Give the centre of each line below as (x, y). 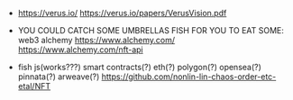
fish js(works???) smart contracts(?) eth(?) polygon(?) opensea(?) (139, 67)
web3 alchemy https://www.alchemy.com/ (96, 40)
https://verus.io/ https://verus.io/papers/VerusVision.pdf (122, 13)
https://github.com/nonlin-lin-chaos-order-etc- (189, 77)
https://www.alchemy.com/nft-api (80, 50)
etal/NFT (34, 86)
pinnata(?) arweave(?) (59, 77)
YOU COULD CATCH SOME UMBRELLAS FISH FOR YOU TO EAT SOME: (151, 30)
